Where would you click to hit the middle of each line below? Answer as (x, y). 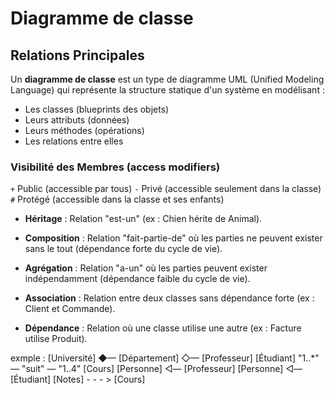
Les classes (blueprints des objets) (97, 109)
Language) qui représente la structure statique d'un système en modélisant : (167, 90)
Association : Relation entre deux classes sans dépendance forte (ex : (169, 298)
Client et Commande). (70, 309)
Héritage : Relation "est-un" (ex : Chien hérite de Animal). (143, 219)
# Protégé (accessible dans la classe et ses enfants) (117, 199)
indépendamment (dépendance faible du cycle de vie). (137, 279)
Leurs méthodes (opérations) (84, 130)
